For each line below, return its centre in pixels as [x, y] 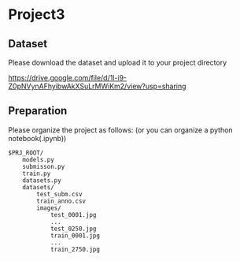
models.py [39, 159]
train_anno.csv [61, 201]
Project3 [37, 15]
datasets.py [42, 180]
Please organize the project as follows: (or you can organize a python [121, 130]
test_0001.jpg [73, 214]
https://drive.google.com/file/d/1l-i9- [68, 78]
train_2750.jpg [75, 249]
